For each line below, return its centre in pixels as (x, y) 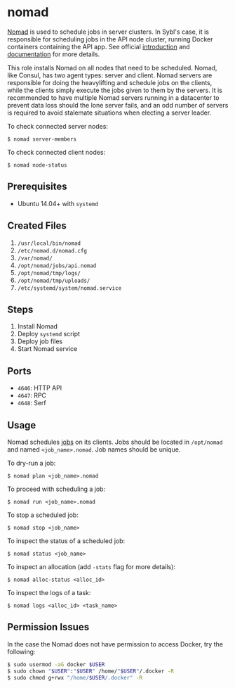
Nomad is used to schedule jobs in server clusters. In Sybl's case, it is (108, 32)
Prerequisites (37, 187)
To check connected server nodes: (58, 126)
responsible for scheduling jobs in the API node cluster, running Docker (110, 39)
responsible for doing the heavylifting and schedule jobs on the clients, (110, 82)
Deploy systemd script (49, 334)
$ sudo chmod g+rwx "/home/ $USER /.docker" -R (75, 677)
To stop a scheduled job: (43, 515)
